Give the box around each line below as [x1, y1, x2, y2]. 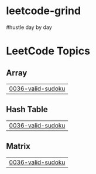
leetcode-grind [6, 4, 81, 18]
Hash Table [6, 104, 48, 114]
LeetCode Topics [6, 44, 91, 58]
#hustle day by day [6, 24, 53, 31]
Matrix [6, 142, 30, 152]
